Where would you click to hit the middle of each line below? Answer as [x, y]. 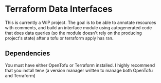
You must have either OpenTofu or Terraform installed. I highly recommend [80, 65]
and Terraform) [20, 75]
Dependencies [27, 53]
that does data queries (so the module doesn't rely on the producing [73, 33]
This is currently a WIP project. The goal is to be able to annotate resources [81, 22]
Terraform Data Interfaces [59, 9]
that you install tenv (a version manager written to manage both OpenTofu [79, 70]
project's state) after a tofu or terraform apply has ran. [59, 38]
